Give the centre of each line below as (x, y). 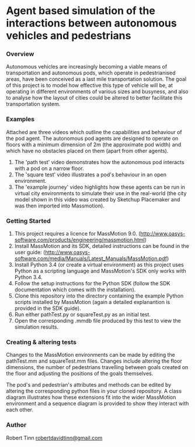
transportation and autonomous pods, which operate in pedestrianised (91, 73)
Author (16, 425)
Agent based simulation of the (81, 11)
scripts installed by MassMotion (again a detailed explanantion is (92, 302)
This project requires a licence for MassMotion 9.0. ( (77, 234)
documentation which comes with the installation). (75, 290)
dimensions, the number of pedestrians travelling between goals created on (97, 367)
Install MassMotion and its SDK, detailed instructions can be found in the (102, 246)
